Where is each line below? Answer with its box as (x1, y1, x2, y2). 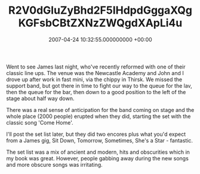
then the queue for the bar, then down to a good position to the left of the (6, 88, 186, 95)
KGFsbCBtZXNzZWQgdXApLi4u (18, 16, 183, 30)
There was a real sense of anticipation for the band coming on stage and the (6, 106, 195, 113)
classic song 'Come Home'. (6, 119, 73, 126)
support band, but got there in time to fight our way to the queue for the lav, (6, 82, 192, 89)
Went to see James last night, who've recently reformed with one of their (6, 63, 186, 70)
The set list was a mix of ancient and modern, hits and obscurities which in (6, 148, 190, 156)
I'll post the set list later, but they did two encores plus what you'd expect (6, 130, 186, 138)
